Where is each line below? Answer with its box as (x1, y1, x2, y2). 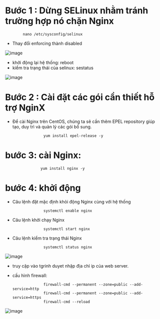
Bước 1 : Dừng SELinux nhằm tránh (5, 5, 149, 16)
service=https (12, 295, 41, 300)
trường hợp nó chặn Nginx (5, 15, 115, 27)
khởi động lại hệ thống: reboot (12, 59, 74, 65)
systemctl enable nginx (43, 208, 92, 213)
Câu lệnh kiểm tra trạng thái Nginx (12, 235, 82, 241)
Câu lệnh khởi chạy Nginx (12, 217, 65, 223)
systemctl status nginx (43, 244, 92, 249)
